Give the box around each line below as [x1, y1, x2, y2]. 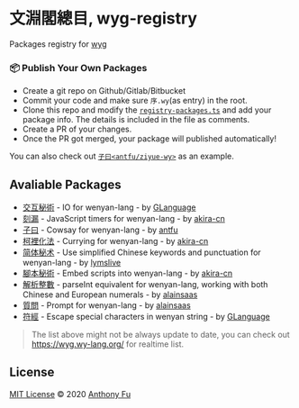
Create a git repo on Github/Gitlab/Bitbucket [22, 86, 186, 96]
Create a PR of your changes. [22, 123, 132, 135]
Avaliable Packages [9, 177, 122, 192]
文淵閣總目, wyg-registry [9, 8, 198, 29]
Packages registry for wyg [9, 38, 107, 50]
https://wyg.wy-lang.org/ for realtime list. [31, 339, 185, 349]
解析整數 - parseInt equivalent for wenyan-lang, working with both [22, 279, 268, 290]
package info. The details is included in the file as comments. [22, 114, 250, 125]
